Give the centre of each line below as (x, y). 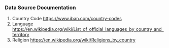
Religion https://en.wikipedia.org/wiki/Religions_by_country (74, 40)
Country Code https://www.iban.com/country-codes (67, 19)
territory (21, 35)
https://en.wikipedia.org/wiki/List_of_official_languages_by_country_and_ (88, 29)
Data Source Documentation (40, 8)
